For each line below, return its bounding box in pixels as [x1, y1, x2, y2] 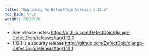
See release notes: [12, 30, 50, 36]
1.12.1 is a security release [12, 40, 64, 46]
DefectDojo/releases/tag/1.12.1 [12, 45, 74, 52]
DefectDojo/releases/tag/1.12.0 [12, 35, 74, 41]
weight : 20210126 [5, 16, 41, 21]
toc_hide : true [5, 12, 36, 17]
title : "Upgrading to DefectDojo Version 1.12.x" [5, 7, 109, 12]
